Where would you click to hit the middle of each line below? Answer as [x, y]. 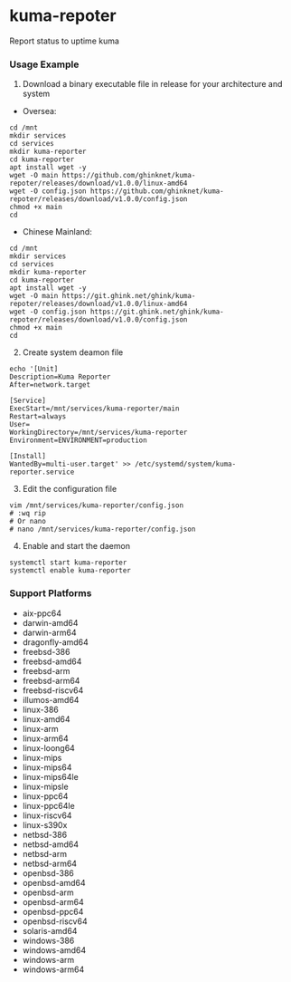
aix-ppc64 [42, 613]
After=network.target [50, 385]
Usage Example [44, 64]
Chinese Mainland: [57, 232]
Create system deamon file [73, 352]
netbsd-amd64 [51, 844]
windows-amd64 [54, 950]
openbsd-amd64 [54, 882]
